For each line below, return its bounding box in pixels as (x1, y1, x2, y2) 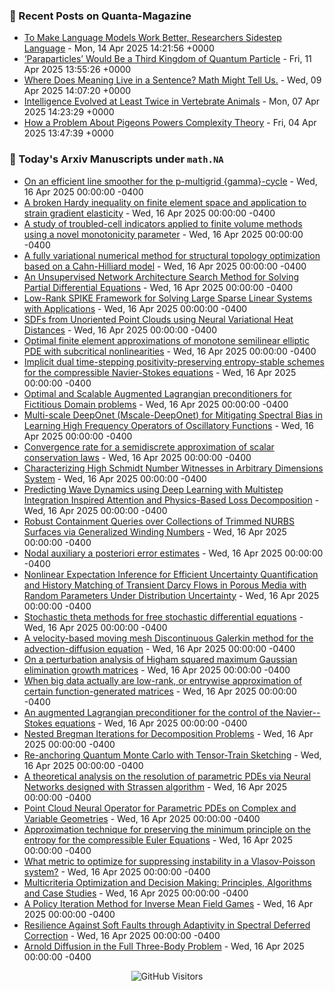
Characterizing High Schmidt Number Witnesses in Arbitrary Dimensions (23, 462, 324, 474)
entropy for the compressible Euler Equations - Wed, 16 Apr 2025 (23, 834, 294, 846)
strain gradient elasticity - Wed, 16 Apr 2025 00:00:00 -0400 (23, 207, 276, 219)
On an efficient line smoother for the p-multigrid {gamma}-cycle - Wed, (23, 175, 318, 187)
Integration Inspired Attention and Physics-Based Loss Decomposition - (23, 494, 320, 506)
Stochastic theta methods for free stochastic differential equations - (23, 610, 304, 623)
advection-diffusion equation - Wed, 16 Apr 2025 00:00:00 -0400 (23, 642, 296, 654)
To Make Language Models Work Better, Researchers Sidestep (23, 32, 282, 44)
